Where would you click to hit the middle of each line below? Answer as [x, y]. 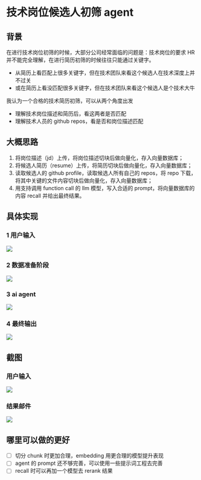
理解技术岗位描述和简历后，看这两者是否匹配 [71, 113]
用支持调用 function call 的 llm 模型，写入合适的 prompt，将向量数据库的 [105, 188]
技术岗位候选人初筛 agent [70, 12]
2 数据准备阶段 [28, 265]
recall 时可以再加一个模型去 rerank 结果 [64, 471]
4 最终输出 [22, 324]
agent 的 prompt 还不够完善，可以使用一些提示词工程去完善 [89, 463]
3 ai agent [21, 294]
